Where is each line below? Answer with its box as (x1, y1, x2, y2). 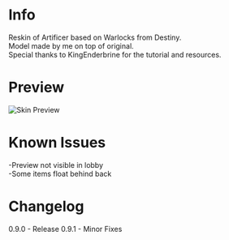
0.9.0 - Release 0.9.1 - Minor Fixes (8, 224, 123, 234)
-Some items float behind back (8, 169, 112, 178)
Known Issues (8, 134, 106, 152)
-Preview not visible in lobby (8, 160, 104, 169)
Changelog (8, 197, 84, 216)
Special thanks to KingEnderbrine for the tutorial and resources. (8, 49, 222, 59)
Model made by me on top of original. (8, 41, 134, 50)
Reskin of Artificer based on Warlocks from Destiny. (8, 32, 182, 42)
